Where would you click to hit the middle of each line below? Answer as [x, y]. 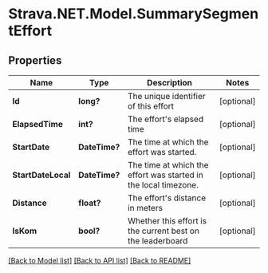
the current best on [163, 231]
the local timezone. [163, 185]
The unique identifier [166, 96]
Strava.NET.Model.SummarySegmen [134, 14]
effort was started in [165, 175]
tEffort [30, 31]
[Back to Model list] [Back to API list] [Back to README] [100, 261]
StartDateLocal [41, 175]
